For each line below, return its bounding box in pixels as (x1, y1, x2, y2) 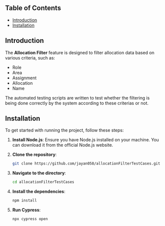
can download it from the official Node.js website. (12, 142, 113, 148)
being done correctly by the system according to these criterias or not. (5, 100, 149, 106)
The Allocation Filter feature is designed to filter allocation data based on (5, 49, 155, 56)
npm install (12, 198, 37, 203)
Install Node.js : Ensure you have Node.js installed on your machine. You (12, 137, 159, 143)
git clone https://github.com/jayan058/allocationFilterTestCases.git (12, 161, 161, 166)
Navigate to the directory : (12, 170, 66, 176)
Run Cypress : (12, 207, 41, 213)
